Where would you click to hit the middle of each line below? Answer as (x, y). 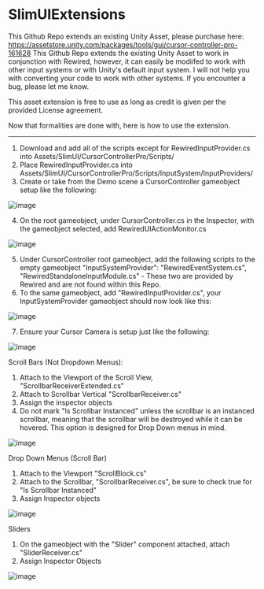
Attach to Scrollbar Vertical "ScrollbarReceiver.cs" (101, 394)
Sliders (20, 528)
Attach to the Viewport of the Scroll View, (86, 377)
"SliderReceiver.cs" (51, 552)
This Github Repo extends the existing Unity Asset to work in (131, 53)
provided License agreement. (56, 110)
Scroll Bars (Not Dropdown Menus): (66, 362)
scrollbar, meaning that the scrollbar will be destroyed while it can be (131, 419)
